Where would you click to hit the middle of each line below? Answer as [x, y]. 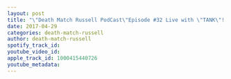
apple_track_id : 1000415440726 [52, 58]
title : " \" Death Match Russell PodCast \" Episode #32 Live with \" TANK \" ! [116, 20]
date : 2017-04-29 [32, 26]
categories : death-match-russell [55, 33]
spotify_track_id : [34, 45]
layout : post [26, 13]
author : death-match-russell [49, 39]
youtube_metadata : [34, 65]
